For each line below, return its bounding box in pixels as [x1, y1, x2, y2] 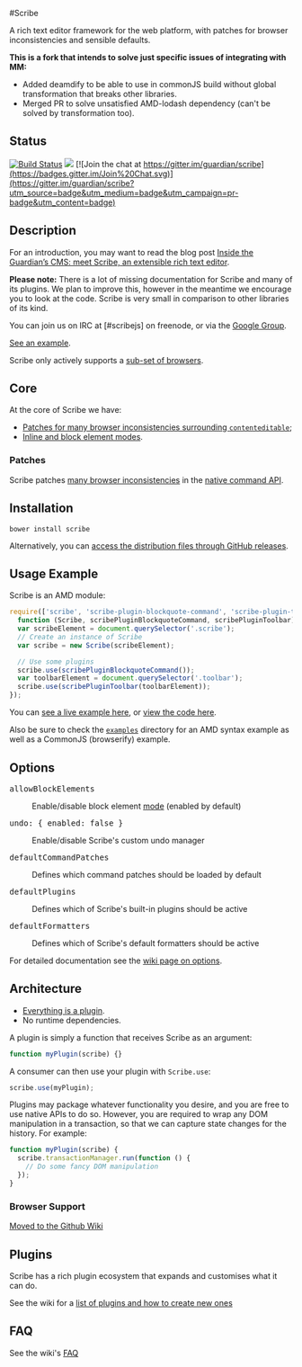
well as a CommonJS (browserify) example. [9, 734, 171, 745]
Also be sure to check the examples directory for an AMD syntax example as [9, 724, 289, 736]
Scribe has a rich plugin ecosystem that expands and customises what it [9, 1270, 278, 1281]
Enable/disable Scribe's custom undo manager [31, 835, 205, 845]
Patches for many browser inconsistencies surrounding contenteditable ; [22, 422, 292, 433]
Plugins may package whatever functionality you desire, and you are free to [9, 1099, 289, 1110]
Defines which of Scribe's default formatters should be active [31, 937, 260, 948]
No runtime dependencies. [22, 1014, 121, 1025]
